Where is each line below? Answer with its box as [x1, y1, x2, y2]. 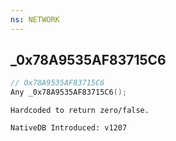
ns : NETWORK [10, 14, 60, 25]
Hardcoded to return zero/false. [10, 106, 150, 116]
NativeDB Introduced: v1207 [10, 123, 128, 133]
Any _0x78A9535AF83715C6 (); [10, 87, 128, 98]
